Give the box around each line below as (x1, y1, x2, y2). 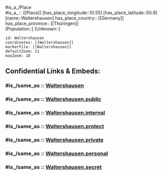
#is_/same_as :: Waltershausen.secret (5, 163, 102, 170)
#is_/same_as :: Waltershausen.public (5, 96, 102, 103)
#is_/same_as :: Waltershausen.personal (5, 150, 108, 157)
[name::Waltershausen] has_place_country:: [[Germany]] (5, 15, 124, 21)
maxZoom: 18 (5, 53, 30, 58)
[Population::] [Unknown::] (5, 26, 61, 32)
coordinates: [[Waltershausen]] (5, 40, 74, 45)
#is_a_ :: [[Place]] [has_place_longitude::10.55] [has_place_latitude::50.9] (5, 10, 157, 16)
